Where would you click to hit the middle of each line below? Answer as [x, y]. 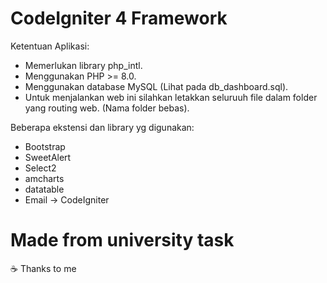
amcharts [44, 178]
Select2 [40, 168]
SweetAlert [48, 157]
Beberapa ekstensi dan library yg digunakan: [102, 127]
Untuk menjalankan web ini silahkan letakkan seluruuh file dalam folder [171, 97]
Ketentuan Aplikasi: [50, 46]
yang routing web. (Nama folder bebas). [107, 108]
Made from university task [122, 240]
